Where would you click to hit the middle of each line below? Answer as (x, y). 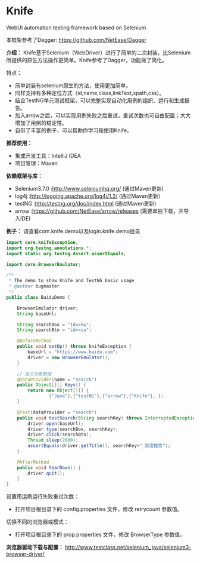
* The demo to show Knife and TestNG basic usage (71, 281)
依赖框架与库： (24, 176)
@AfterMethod (33, 462)
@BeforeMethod (34, 341)
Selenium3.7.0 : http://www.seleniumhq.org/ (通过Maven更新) (89, 188)
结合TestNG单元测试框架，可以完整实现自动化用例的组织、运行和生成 (99, 100)
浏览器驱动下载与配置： (35, 547)
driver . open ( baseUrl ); (56, 423)
